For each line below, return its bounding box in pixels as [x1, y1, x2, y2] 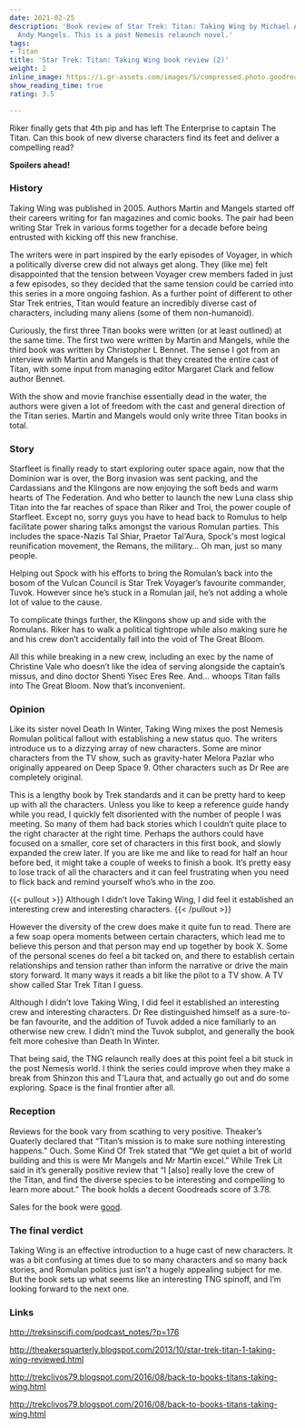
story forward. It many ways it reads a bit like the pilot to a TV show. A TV [9, 970, 284, 980]
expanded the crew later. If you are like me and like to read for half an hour [9, 848, 289, 859]
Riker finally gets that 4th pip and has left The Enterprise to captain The [9, 122, 277, 133]
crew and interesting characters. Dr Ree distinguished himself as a [9, 1007, 258, 1018]
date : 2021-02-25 [9, 13, 75, 23]
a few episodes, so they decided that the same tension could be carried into [9, 278, 294, 289]
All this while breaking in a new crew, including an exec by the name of [9, 651, 274, 662]
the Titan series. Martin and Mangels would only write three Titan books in [9, 410, 288, 421]
